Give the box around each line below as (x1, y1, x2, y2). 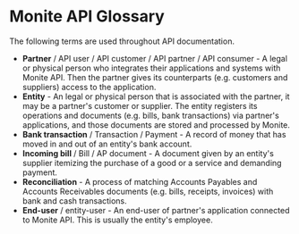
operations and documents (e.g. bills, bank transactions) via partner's (21, 110, 279, 121)
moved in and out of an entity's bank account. (21, 138, 192, 149)
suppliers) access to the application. (21, 81, 157, 92)
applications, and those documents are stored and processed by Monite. (21, 119, 291, 130)
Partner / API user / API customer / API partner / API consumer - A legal (21, 53, 288, 63)
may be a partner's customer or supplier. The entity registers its (21, 100, 258, 111)
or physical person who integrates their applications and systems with (21, 63, 281, 73)
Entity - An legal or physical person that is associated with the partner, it (21, 91, 290, 102)
